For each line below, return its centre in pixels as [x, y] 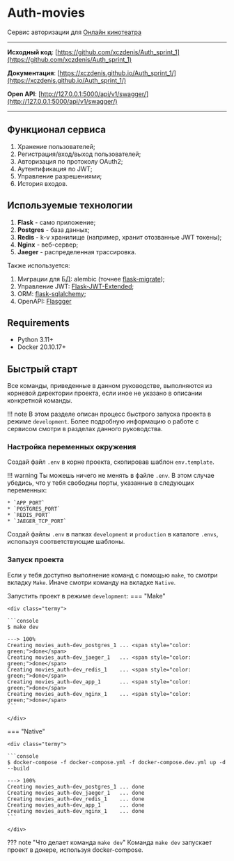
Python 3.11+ [36, 340]
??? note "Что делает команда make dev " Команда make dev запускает [110, 842]
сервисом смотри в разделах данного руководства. [85, 429]
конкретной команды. [40, 401]
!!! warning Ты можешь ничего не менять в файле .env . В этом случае [111, 476]
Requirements [38, 323]
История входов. [42, 183]
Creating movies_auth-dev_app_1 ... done [76, 805]
